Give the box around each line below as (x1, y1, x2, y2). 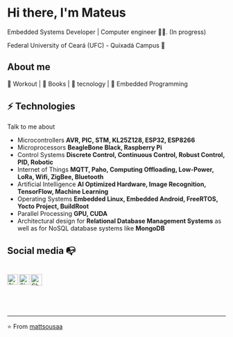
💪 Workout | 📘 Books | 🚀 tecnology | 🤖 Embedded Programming (7, 80, 189, 88)
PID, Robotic (17, 158, 54, 166)
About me (7, 61, 51, 73)
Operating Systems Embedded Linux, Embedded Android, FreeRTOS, (17, 194, 218, 203)
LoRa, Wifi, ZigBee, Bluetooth (17, 172, 104, 181)
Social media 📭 (7, 244, 76, 257)
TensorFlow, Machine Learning (17, 187, 109, 195)
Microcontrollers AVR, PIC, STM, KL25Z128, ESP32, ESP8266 (17, 136, 196, 144)
